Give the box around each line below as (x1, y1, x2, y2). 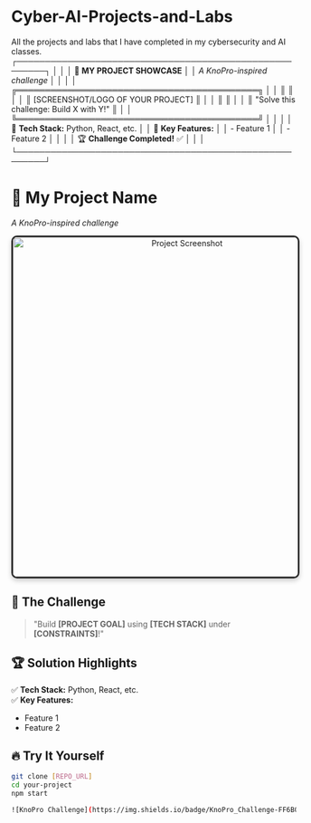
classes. (11, 45, 42, 56)
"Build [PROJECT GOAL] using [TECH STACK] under (33, 618, 231, 629)
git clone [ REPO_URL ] (11, 772, 93, 781)
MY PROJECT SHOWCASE (81, 65, 183, 76)
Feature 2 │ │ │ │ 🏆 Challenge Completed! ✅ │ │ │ (11, 133, 205, 144)
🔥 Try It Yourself (11, 748, 105, 763)
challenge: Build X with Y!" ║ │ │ (11, 103, 133, 114)
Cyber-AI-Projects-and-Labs (11, 6, 233, 27)
